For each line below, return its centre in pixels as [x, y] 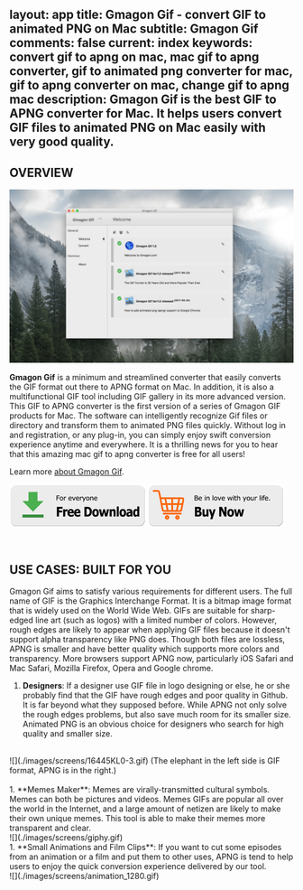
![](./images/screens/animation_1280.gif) [84, 876]
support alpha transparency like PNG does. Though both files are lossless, [147, 640]
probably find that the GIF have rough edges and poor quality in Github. [155, 696]
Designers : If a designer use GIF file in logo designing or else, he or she [156, 686]
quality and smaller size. [67, 734]
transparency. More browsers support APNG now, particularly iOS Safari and [151, 659]
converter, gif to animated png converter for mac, [151, 71]
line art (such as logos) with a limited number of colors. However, [156, 620]
